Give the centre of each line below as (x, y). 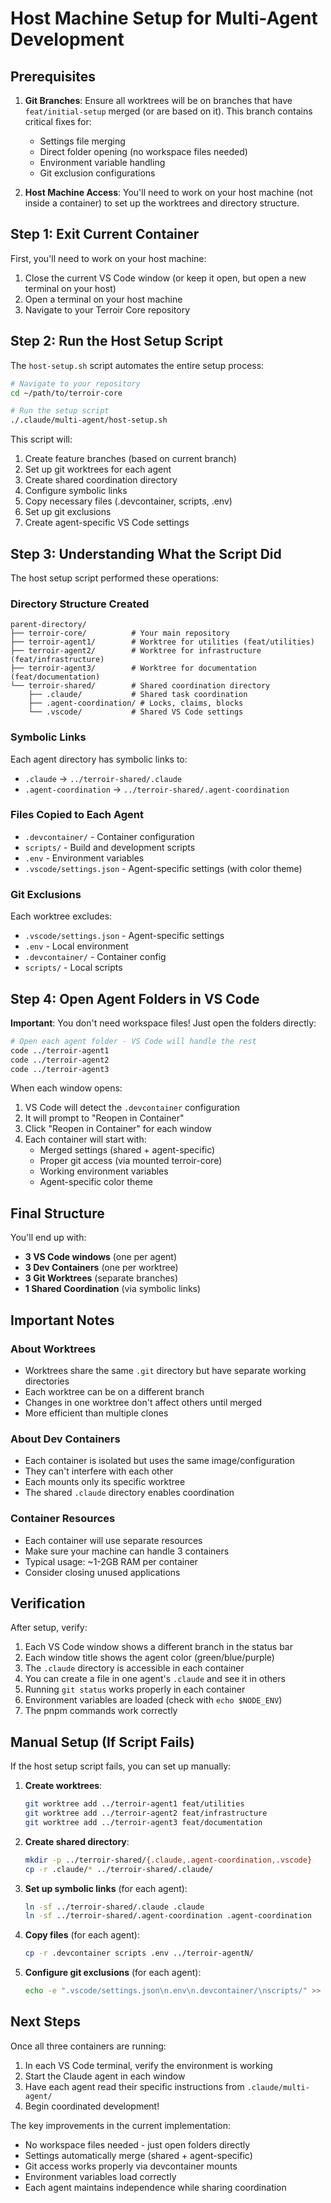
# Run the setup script (60, 411)
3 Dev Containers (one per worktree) (101, 1268)
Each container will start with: (85, 1139)
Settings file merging (82, 141)
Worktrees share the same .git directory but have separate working (165, 1370)
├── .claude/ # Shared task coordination (138, 695)
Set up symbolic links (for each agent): (106, 1888)
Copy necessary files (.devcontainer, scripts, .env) (128, 501)
